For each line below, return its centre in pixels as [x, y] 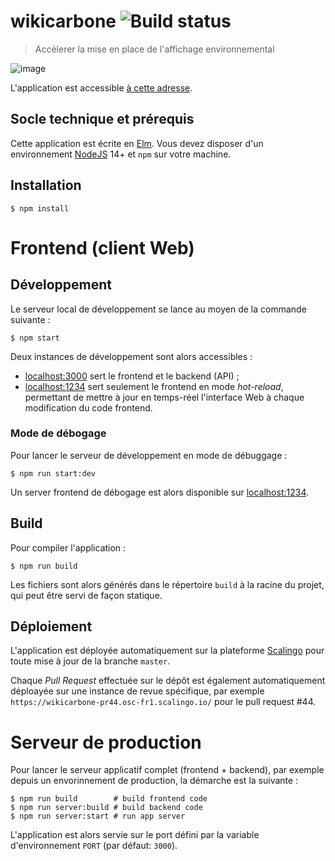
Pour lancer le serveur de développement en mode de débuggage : [149, 455]
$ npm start [35, 338]
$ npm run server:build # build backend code [106, 808]
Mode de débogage [58, 433]
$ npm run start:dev [53, 473]
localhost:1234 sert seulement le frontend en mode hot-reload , [154, 386]
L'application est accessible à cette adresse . [101, 87]
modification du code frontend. [88, 407]
